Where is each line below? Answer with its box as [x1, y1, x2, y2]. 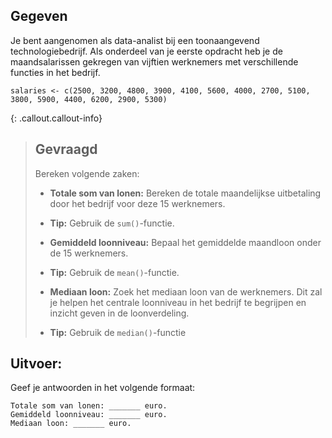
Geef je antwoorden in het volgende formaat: [10, 382, 196, 394]
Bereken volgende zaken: [34, 167, 140, 179]
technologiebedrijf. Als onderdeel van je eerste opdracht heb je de [10, 45, 283, 57]
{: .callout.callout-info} [10, 112, 103, 124]
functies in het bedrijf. [10, 66, 101, 78]
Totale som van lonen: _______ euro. [10, 401, 168, 411]
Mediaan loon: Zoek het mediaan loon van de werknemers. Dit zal [49, 285, 323, 298]
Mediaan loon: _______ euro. [10, 419, 132, 429]
